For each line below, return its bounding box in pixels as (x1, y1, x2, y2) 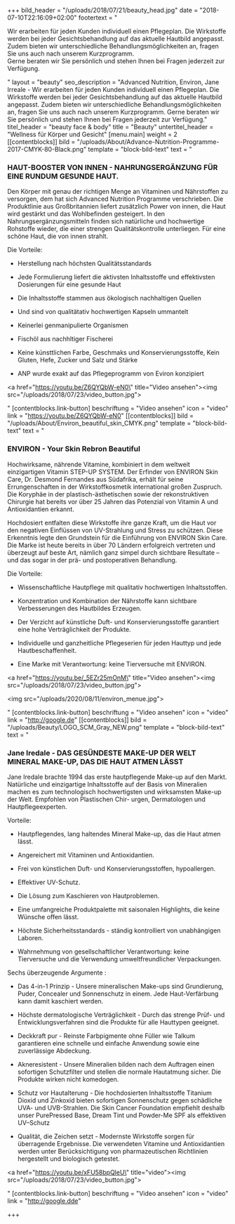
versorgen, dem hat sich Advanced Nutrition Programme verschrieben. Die (7, 195, 224, 203)
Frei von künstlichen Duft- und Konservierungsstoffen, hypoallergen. (17, 864, 216, 873)
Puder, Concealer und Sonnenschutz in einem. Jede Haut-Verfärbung (17, 989, 219, 998)
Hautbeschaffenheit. (17, 646, 77, 654)
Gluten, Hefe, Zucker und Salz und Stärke (17, 356, 138, 364)
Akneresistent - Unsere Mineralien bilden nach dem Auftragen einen (17, 1060, 215, 1068)
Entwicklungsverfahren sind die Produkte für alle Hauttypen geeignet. (17, 1018, 220, 1026)
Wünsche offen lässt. (17, 912, 79, 921)
